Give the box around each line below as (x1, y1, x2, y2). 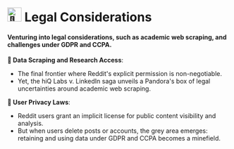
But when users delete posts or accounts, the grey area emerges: (17, 127, 208, 135)
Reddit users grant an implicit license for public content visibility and (17, 112, 216, 120)
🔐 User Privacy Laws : (7, 98, 70, 107)
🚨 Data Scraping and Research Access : (7, 56, 124, 65)
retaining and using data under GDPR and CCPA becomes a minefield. (17, 134, 221, 143)
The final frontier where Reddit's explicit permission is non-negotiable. (17, 70, 223, 78)
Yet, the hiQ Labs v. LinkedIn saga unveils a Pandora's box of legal (17, 77, 211, 86)
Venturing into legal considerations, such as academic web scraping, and (7, 32, 227, 41)
